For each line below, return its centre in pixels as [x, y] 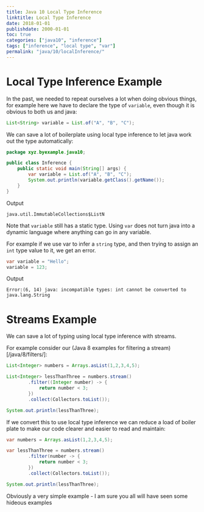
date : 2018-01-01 [28, 23]
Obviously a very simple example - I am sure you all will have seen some [97, 496]
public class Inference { [39, 163]
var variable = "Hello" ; [38, 261]
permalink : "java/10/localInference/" [55, 52]
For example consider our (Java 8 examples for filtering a [78, 348]
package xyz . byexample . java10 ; [46, 152]
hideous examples [29, 502]
